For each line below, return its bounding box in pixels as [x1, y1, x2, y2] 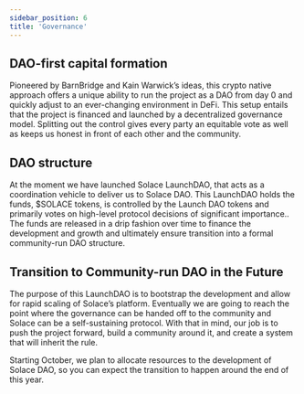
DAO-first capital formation [9, 56, 168, 71]
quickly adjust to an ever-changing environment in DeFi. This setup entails [9, 100, 288, 111]
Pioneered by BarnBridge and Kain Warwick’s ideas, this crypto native [9, 80, 272, 91]
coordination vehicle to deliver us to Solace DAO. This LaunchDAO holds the [9, 189, 295, 200]
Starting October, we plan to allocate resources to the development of [9, 354, 272, 366]
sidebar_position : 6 [9, 13, 89, 23]
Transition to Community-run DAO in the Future [9, 264, 284, 280]
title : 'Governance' [9, 22, 89, 31]
